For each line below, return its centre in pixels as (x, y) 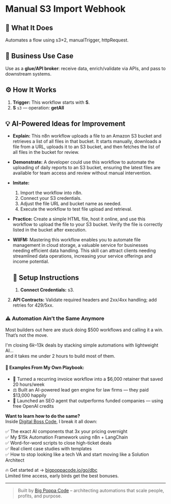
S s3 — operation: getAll (38, 107)
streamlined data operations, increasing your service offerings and (82, 256)
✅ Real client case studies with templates (49, 448)
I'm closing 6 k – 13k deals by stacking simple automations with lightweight (82, 345)
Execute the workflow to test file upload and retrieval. (76, 209)
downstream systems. (28, 74)
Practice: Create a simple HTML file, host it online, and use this (79, 219)
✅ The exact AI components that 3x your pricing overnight (66, 431)
